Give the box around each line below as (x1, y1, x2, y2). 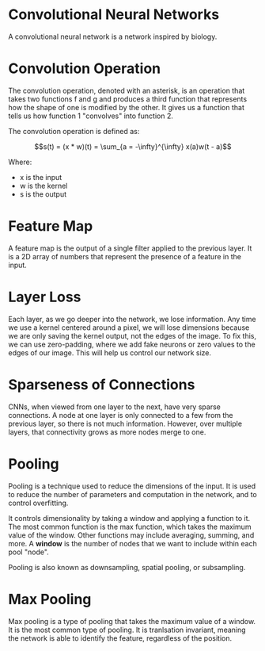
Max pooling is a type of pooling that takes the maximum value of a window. (8, 616, 256, 626)
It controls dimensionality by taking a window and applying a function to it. (8, 513, 251, 523)
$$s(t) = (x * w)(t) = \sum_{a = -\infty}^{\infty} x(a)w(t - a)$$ (34, 141, 232, 151)
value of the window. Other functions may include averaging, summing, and (8, 530, 255, 540)
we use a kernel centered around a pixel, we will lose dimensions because (8, 323, 250, 332)
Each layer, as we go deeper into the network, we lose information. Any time (8, 314, 256, 324)
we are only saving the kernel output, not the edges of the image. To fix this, (8, 331, 257, 340)
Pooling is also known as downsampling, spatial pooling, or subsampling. (8, 562, 246, 572)
